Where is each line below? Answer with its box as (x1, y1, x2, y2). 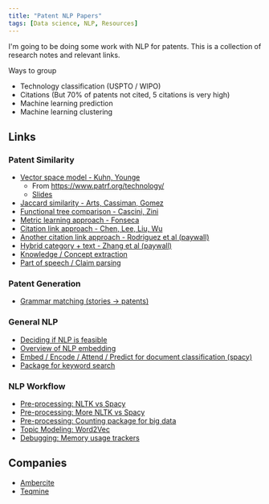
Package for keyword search (19, 360, 116, 370)
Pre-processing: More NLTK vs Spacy (19, 407, 145, 417)
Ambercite (19, 477, 55, 487)
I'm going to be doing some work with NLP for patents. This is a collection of (8, 41, 262, 51)
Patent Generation (8, 279, 82, 290)
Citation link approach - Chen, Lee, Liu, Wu (19, 224, 163, 233)
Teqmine (19, 486, 50, 496)
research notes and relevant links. (8, 50, 120, 60)
